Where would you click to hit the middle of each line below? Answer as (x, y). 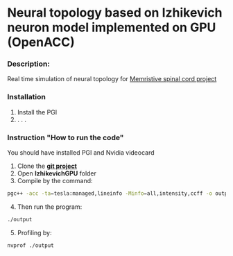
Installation (27, 97)
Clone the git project (47, 166)
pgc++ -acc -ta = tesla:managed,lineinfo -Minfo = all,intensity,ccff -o (110, 194)
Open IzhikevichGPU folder (57, 173)
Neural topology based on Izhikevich (115, 13)
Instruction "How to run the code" (66, 137)
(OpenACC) (41, 42)
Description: (28, 64)
